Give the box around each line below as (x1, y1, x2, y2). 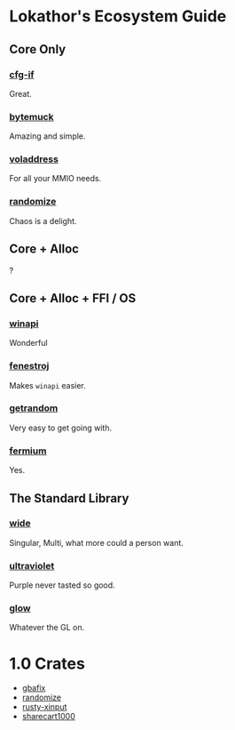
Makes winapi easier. (9, 380, 86, 390)
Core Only (9, 42, 67, 57)
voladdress (9, 153, 59, 165)
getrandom (9, 402, 59, 414)
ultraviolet (9, 559, 55, 572)
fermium (9, 445, 47, 457)
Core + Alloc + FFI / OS (9, 291, 137, 306)
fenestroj (9, 360, 50, 373)
